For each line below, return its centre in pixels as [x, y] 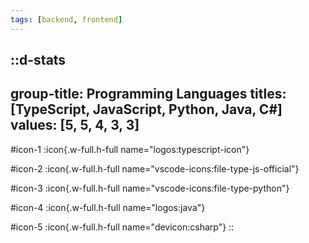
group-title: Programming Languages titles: [148, 94]
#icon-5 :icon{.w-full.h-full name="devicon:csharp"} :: [122, 227]
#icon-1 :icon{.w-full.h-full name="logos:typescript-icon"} [130, 149]
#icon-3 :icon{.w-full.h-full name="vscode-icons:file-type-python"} [150, 188]
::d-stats [38, 60]
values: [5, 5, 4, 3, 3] [75, 125]
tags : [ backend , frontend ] [66, 19]
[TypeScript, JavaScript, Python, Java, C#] [146, 109]
